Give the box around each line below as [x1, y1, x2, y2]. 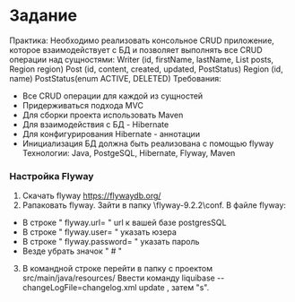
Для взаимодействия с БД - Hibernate [22, 118, 169, 130]
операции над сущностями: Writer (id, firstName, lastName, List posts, [9, 54, 274, 65]
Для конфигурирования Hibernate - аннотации [22, 128, 200, 139]
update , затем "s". [138, 282, 210, 293]
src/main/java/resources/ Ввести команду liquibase [22, 272, 215, 283]
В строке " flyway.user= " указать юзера [22, 227, 178, 237]
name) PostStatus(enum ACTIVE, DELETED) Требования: [9, 73, 221, 83]
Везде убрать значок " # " [22, 246, 123, 256]
